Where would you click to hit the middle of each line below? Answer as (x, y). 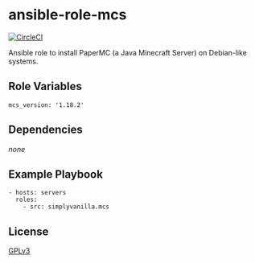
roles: (27, 200)
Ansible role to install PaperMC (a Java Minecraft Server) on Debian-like (127, 52)
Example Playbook (56, 174)
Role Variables (45, 86)
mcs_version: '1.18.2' (46, 105)
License (29, 231)
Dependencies (45, 130)
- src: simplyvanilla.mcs (66, 207)
